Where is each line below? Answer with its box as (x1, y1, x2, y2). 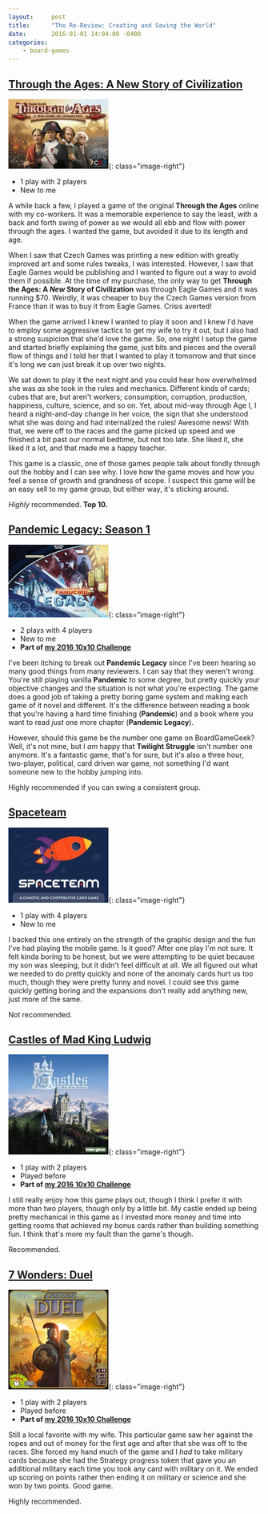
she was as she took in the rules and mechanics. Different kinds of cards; (8, 383, 250, 393)
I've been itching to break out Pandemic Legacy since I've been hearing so (8, 658, 256, 667)
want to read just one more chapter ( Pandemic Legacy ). (8, 717, 194, 727)
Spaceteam (8, 806, 66, 819)
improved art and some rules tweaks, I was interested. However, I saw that (8, 259, 254, 268)
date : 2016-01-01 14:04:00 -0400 (8, 30, 142, 38)
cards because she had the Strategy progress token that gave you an (8, 1456, 237, 1465)
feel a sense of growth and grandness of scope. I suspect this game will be (8, 475, 256, 485)
